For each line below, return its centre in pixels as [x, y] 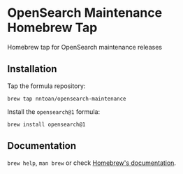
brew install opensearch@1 [46, 124]
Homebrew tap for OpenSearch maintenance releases [85, 47]
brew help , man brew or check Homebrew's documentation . [92, 163]
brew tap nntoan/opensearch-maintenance [67, 99]
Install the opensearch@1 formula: [53, 111]
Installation [32, 69]
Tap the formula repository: [46, 86]
